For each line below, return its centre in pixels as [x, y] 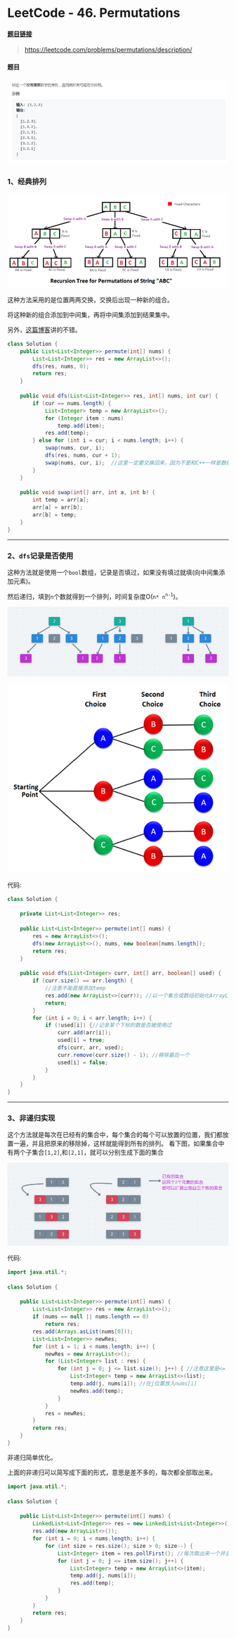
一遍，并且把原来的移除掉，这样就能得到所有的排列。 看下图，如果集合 [116, 1143]
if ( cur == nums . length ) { [72, 403]
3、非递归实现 [31, 1118]
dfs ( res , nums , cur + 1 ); [83, 456]
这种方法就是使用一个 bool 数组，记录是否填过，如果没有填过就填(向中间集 [113, 572]
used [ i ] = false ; [83, 1062]
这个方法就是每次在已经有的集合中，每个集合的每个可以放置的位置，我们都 [115, 1135]
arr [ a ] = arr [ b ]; [58, 508]
